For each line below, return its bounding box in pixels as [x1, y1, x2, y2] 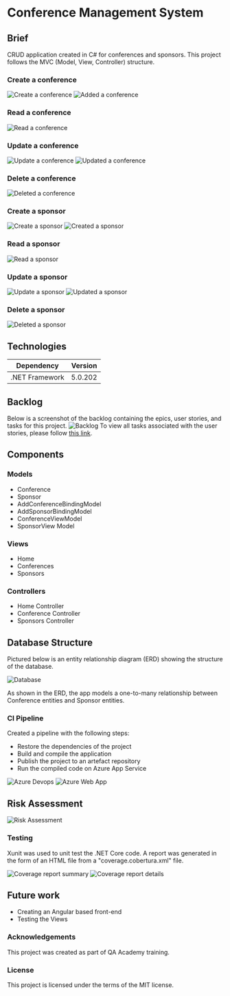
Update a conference [7, 141, 79, 150]
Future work [7, 889, 60, 901]
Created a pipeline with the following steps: [7, 729, 130, 738]
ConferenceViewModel [16, 515, 82, 523]
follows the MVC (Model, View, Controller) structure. [7, 58, 155, 66]
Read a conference [7, 108, 71, 118]
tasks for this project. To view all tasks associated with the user [7, 422, 218, 430]
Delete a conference [7, 174, 76, 183]
